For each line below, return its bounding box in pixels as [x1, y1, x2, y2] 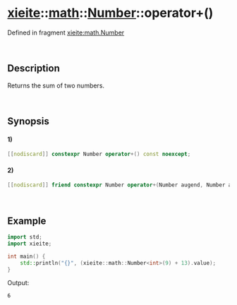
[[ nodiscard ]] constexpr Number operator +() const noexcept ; [7, 150, 191, 158]
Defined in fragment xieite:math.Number [7, 28, 125, 37]
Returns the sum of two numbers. [7, 81, 104, 90]
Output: [7, 279, 30, 287]
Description [7, 62, 60, 75]
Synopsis [7, 115, 49, 128]
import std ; [7, 234, 42, 241]
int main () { [7, 253, 46, 260]
